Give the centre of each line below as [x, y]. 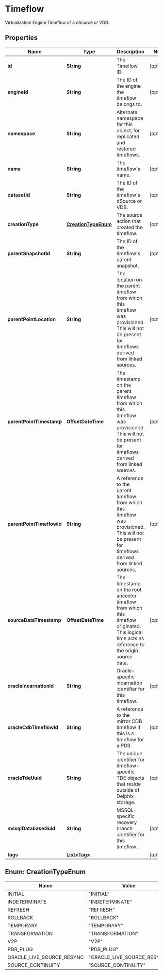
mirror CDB [129, 721]
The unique [129, 753]
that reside [129, 784]
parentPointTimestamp [35, 421]
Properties [21, 38]
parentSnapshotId [29, 253]
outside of [128, 790]
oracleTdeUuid [25, 778]
